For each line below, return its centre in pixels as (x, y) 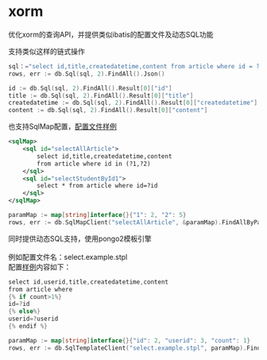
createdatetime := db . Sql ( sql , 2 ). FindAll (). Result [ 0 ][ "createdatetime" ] (133, 103)
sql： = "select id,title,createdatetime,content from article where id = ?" (136, 66)
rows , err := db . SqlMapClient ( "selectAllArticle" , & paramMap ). (115, 222)
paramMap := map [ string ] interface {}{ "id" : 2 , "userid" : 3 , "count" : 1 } (130, 340)
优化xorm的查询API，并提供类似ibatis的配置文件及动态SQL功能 (111, 34)
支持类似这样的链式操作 (46, 51)
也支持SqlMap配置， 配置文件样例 (63, 126)
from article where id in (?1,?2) (94, 164)
